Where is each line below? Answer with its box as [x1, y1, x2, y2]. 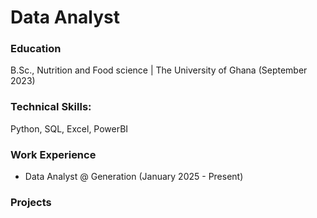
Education [10, 42, 62, 56]
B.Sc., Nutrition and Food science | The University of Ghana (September [10, 64, 308, 76]
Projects [10, 196, 52, 209]
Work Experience [10, 147, 97, 161]
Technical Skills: [10, 100, 92, 114]
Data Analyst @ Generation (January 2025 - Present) [24, 171, 244, 183]
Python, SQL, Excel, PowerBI [10, 122, 129, 135]
